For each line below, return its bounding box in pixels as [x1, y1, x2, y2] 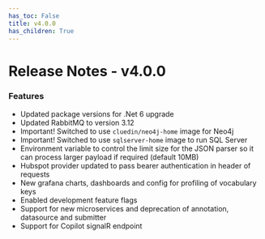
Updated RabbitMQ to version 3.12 [19, 117, 135, 127]
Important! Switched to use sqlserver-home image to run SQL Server [19, 134, 248, 144]
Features [8, 91, 45, 102]
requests [19, 169, 50, 179]
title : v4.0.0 [8, 19, 57, 28]
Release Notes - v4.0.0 [8, 62, 166, 80]
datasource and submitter [19, 212, 107, 222]
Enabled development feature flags [19, 195, 138, 205]
